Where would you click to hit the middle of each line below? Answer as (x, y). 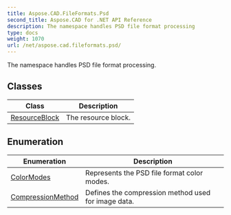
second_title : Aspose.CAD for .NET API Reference (80, 20)
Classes (25, 87)
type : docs (23, 33)
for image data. (109, 201)
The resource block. (98, 117)
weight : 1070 (26, 39)
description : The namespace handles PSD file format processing (101, 26)
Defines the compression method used (148, 192)
